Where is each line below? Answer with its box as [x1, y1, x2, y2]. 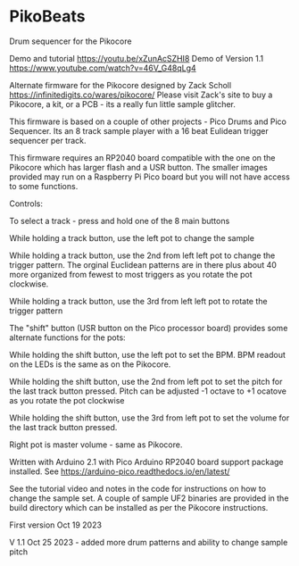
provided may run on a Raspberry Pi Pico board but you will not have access [9, 171, 290, 182]
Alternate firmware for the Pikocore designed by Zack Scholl [9, 79, 232, 90]
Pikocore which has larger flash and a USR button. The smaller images [9, 162, 268, 172]
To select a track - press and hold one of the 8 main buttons [9, 215, 230, 226]
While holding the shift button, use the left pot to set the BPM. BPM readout [9, 349, 286, 360]
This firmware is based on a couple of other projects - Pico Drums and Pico [9, 116, 287, 127]
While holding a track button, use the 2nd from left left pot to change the [9, 250, 276, 261]
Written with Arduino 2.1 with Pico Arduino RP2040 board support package [9, 456, 284, 467]
